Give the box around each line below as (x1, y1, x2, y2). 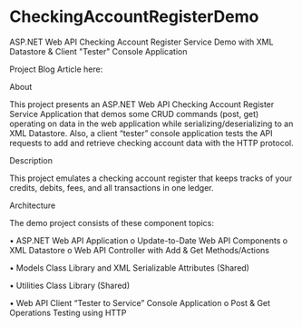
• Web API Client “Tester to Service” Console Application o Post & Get (9, 297, 270, 308)
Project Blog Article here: (9, 64, 103, 74)
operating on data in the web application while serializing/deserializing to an (9, 118, 294, 129)
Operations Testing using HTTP (9, 307, 127, 318)
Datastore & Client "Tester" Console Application (9, 45, 188, 56)
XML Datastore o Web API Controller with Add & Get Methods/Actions (9, 244, 270, 255)
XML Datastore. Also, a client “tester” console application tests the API (9, 127, 273, 138)
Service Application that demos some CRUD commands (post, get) (9, 108, 259, 119)
